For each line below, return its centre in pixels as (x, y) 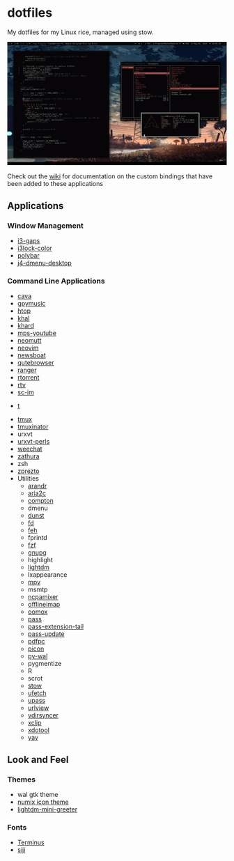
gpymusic (31, 304)
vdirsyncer (43, 715)
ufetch (37, 693)
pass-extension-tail (56, 627)
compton (40, 501)
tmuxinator (33, 427)
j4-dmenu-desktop (44, 263)
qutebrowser (36, 363)
